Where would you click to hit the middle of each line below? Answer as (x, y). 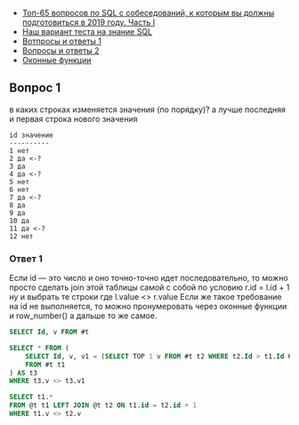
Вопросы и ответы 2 (61, 51)
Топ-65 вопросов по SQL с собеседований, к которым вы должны (148, 13)
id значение (31, 135)
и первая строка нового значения (73, 118)
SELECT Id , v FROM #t (49, 333)
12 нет (21, 236)
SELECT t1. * (31, 397)
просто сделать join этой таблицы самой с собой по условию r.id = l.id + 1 (149, 287)
